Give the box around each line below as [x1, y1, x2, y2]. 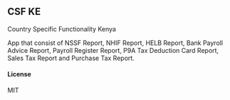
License [7, 70, 32, 79]
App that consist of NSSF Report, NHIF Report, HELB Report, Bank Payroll [7, 39, 223, 47]
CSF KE [7, 6, 41, 18]
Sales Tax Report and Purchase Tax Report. [7, 54, 135, 62]
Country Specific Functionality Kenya [7, 24, 116, 33]
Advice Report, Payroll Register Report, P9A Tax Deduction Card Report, [7, 46, 219, 54]
